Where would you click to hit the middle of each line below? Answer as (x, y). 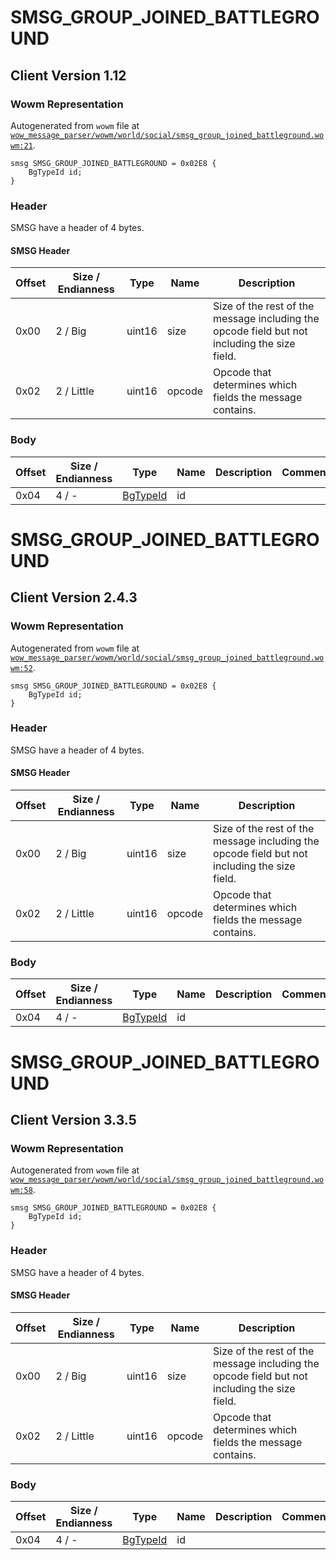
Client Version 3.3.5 (73, 1119)
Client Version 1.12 (68, 75)
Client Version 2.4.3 (74, 597)
